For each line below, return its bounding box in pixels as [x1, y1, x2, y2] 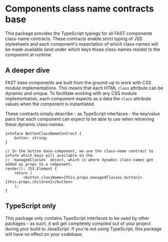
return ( [14, 170, 33, 176]
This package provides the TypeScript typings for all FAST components [5, 30, 152, 36]
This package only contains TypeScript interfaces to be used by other [5, 215, 149, 221]
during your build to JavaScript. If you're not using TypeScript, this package [5, 225, 162, 231]
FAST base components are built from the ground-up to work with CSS [5, 79, 151, 85]
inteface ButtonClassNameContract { [5, 131, 82, 136]
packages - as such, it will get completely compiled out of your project [5, 220, 151, 226]
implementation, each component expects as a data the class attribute [5, 95, 151, 101]
